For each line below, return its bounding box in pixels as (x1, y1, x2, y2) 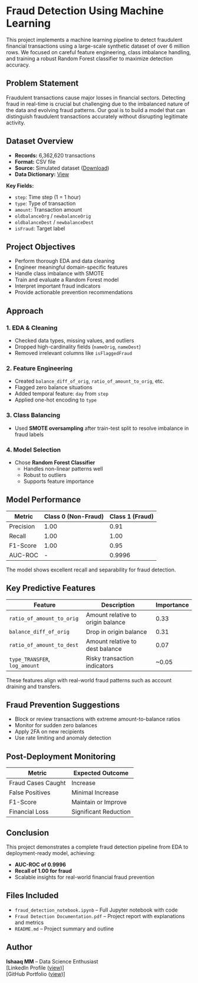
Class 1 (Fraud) (109, 512, 154, 520)
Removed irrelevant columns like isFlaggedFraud (14, 350, 133, 357)
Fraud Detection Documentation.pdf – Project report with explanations (14, 912, 185, 919)
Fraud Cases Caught (9, 779, 66, 787)
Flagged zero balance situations (14, 384, 93, 391)
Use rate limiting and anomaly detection (14, 734, 112, 741)
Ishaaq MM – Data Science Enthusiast (6, 958, 98, 965)
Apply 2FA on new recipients (14, 728, 84, 735)
